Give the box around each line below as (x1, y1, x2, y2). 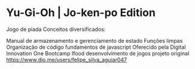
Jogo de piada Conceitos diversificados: (6, 26, 106, 33)
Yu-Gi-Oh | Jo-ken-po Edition (6, 6, 156, 20)
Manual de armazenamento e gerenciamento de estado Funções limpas (6, 37, 183, 44)
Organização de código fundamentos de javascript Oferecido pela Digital (6, 43, 186, 51)
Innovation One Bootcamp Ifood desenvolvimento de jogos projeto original (6, 49, 190, 57)
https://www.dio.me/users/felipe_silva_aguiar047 (6, 56, 127, 63)
